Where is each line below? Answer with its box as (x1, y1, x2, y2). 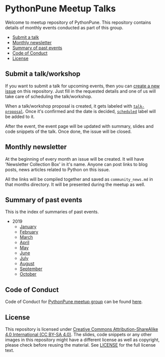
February (19, 229, 39, 235)
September (19, 266, 43, 272)
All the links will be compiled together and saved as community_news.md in (5, 176, 153, 182)
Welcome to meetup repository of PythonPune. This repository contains (5, 19, 152, 25)
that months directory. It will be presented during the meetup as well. (5, 181, 146, 187)
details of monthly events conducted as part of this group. (5, 24, 124, 30)
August (19, 261, 35, 267)
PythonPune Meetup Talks (5, 3, 116, 14)
